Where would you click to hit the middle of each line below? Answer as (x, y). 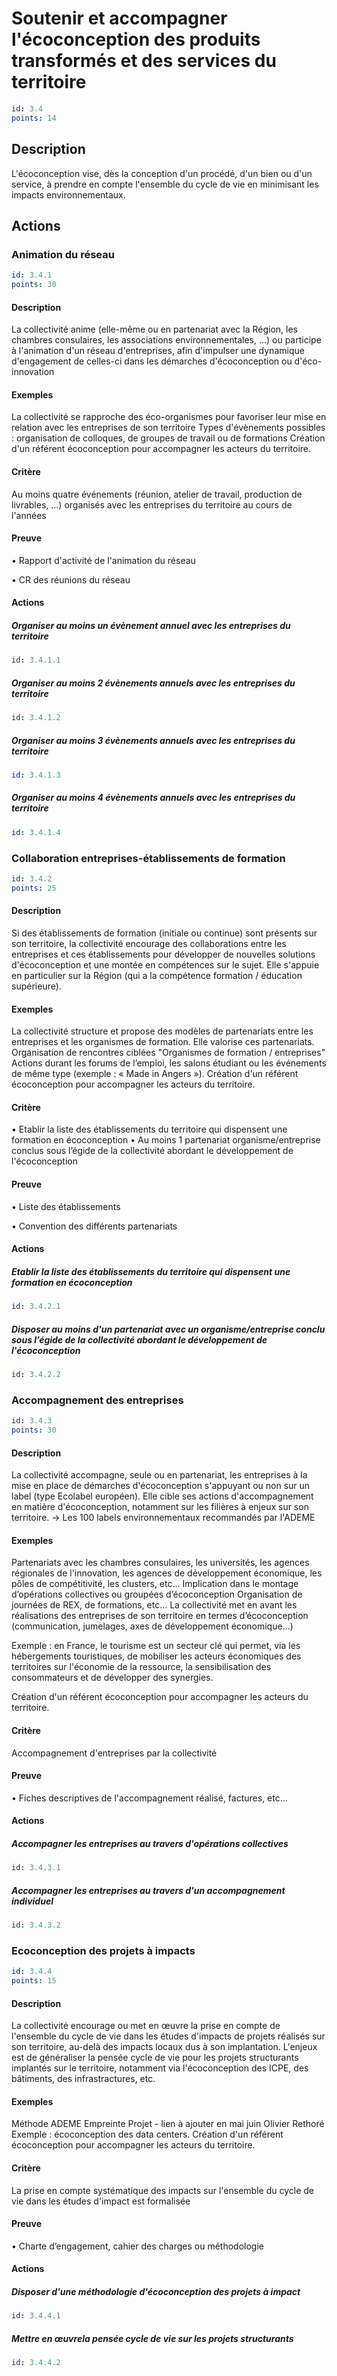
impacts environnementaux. (68, 194)
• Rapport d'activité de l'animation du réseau (103, 560)
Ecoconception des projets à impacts (103, 1950)
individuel (32, 1901)
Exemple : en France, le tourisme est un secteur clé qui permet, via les (156, 1646)
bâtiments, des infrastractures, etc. (83, 2079)
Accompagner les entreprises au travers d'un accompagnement (148, 1890)
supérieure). (36, 986)
